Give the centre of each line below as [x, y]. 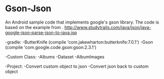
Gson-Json [28, 9]
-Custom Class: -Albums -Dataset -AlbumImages [55, 56]
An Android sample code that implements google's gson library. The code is [82, 22]
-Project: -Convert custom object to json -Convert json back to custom [77, 66]
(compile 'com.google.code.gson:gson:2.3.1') [51, 47]
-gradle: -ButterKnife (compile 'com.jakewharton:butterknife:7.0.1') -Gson [79, 42]
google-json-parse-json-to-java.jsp [41, 32]
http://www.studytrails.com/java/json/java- [108, 27]
